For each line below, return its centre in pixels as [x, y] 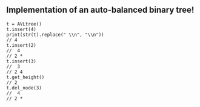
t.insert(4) [21, 29]
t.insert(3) [21, 61]
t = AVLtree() [24, 24]
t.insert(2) [21, 45]
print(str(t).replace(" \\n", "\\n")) [55, 35]
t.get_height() [25, 77]
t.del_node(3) [24, 88]
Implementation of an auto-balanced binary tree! [100, 10]
